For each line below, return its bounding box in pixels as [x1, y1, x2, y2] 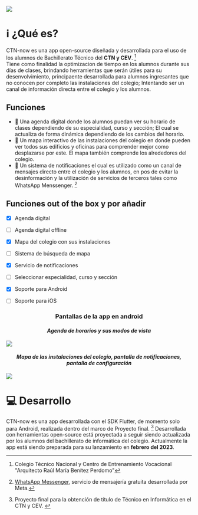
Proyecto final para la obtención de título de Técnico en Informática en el [14, 496, 192, 503]
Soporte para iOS [14, 297, 57, 304]
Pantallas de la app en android [55, 313, 143, 321]
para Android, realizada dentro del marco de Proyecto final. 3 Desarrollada [6, 424, 186, 432]
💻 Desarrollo [6, 394, 72, 407]
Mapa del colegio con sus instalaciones [14, 238, 111, 245]
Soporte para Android [14, 286, 68, 293]
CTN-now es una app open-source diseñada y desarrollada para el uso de [6, 47, 187, 54]
